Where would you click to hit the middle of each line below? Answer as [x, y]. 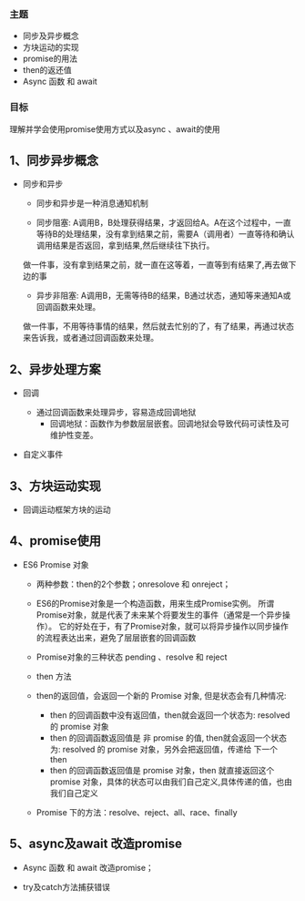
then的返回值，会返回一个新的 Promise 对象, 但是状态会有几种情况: [161, 695]
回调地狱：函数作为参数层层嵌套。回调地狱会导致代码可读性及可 [169, 424]
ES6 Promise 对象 [56, 564]
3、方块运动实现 [56, 486]
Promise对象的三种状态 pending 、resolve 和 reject [132, 657]
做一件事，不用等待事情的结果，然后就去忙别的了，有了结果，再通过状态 [158, 326]
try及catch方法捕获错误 [66, 886]
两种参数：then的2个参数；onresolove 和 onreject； [133, 584]
